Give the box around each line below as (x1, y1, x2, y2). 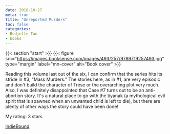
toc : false (5, 21, 29, 27)
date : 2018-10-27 (5, 7, 42, 13)
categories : (5, 27, 31, 32)
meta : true (5, 12, 29, 17)
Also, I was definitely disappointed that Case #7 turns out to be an (5, 87, 144, 93)
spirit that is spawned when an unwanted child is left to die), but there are (5, 98, 160, 104)
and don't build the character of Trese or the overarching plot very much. (5, 81, 160, 87)
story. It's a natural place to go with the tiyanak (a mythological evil (24, 93, 165, 99)
